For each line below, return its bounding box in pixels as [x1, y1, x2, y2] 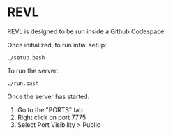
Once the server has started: [7, 92, 90, 100]
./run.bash [7, 80, 39, 87]
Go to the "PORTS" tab [17, 105, 84, 114]
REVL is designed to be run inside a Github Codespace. [7, 27, 166, 36]
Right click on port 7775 [17, 113, 86, 121]
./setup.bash [7, 54, 45, 61]
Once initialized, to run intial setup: [7, 40, 107, 49]
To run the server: [7, 66, 59, 75]
